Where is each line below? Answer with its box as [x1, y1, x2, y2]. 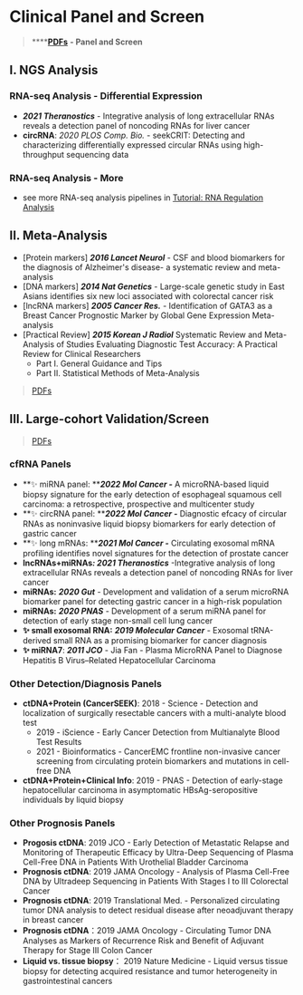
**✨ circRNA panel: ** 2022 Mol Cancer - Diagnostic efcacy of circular [22, 507, 288, 518]
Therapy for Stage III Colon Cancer [22, 945, 153, 956]
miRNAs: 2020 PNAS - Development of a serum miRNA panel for [22, 605, 267, 616]
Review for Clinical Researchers [22, 348, 142, 359]
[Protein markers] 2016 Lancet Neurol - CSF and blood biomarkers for [22, 252, 286, 263]
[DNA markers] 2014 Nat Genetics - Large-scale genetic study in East [22, 281, 285, 292]
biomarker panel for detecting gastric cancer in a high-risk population [22, 595, 282, 606]
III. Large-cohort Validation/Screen [9, 411, 210, 427]
